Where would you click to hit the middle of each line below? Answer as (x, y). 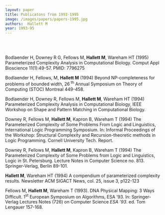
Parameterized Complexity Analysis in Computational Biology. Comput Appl (82, 63)
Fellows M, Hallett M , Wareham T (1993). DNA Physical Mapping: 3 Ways (80, 191)
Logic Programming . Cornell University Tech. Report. (59, 140)
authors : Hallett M (27, 24)
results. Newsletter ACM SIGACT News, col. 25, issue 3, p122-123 (72, 181)
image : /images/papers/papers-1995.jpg (46, 19)
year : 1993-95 (20, 28)
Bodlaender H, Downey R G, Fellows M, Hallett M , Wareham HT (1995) (77, 57)
